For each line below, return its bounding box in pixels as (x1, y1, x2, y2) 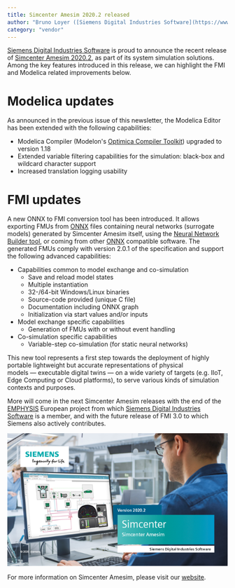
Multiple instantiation (27, 280, 89, 289)
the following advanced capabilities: (7, 252, 111, 261)
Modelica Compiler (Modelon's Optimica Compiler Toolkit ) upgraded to (17, 137, 222, 146)
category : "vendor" (7, 26, 64, 33)
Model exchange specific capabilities (17, 317, 125, 326)
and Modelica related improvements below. (7, 69, 131, 77)
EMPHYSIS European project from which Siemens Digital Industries (7, 404, 201, 413)
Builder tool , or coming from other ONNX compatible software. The (7, 237, 201, 245)
